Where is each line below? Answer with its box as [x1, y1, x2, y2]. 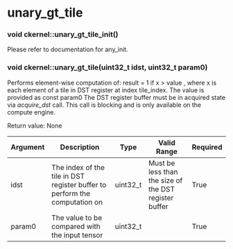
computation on [51, 197, 103, 207]
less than [148, 166, 178, 176]
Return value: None [7, 121, 62, 130]
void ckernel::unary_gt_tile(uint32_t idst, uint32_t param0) [7, 62, 208, 72]
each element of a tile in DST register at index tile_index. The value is [7, 85, 205, 94]
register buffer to [51, 180, 107, 189]
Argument [10, 142, 45, 152]
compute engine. [7, 108, 55, 116]
